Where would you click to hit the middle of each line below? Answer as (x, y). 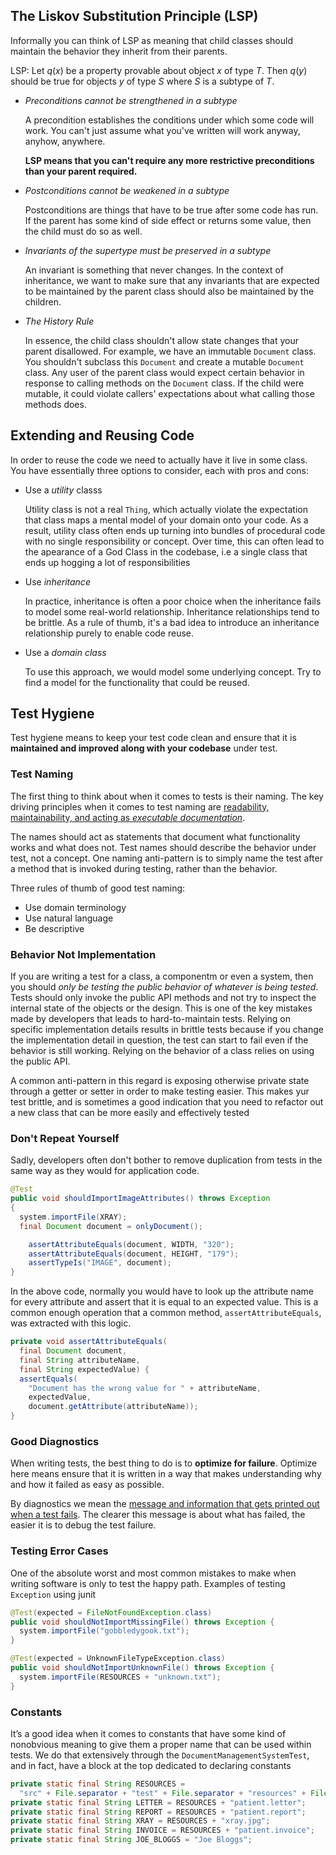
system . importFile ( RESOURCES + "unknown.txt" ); (120, 1677)
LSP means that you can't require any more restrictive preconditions (169, 160)
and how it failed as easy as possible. (87, 1485)
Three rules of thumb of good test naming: (98, 888)
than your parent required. (81, 171)
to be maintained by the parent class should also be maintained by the (169, 291)
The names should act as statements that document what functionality (155, 836)
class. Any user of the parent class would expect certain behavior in (164, 372)
